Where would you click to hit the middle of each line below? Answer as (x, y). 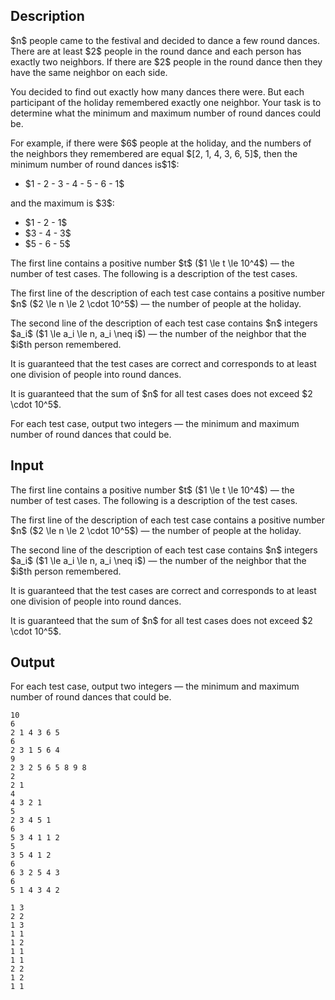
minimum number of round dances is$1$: (95, 164)
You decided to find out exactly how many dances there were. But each (157, 91)
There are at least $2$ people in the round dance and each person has (156, 51)
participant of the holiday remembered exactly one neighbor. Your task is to (166, 102)
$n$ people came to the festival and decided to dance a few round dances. (165, 40)
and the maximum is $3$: (62, 203)
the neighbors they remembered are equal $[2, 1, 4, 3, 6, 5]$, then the (154, 153)
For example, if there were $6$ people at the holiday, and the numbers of (161, 143)
